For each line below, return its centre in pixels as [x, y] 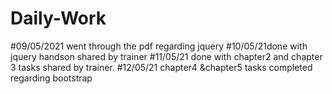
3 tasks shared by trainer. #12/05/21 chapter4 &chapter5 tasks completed [161, 67]
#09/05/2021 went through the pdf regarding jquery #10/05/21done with [159, 46]
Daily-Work [58, 18]
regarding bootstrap [51, 78]
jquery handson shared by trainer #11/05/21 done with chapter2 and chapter [166, 56]
